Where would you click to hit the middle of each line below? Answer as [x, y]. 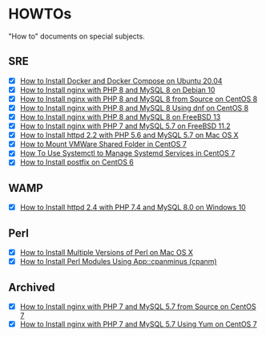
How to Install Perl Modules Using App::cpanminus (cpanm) [119, 262]
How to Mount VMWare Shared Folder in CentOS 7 [103, 144]
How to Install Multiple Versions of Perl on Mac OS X [107, 253]
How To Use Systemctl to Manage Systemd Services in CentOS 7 [127, 153]
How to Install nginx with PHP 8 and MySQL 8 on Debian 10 [117, 90]
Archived [32, 287]
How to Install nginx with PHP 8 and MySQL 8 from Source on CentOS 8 [139, 99]
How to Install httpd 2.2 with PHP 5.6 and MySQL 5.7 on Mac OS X [129, 135]
